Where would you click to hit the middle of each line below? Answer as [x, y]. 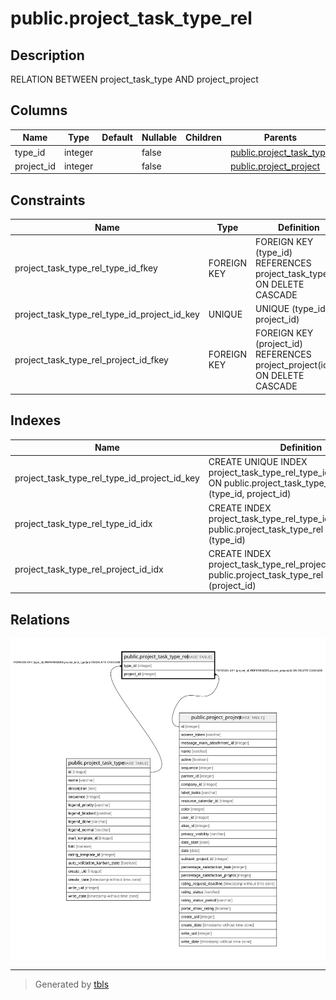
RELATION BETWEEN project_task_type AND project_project [134, 79]
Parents [280, 138]
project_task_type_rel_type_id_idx [83, 524]
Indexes [36, 420]
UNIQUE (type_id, [291, 309]
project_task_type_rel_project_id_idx [89, 569]
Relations [40, 619]
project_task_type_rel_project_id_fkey [91, 359]
